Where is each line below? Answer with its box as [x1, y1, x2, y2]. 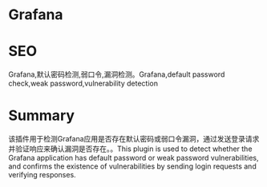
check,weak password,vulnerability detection [8, 78, 159, 89]
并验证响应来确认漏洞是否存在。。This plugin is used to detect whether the [8, 144, 253, 153]
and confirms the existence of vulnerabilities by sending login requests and [8, 161, 257, 171]
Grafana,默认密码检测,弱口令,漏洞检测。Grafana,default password [8, 70, 225, 79]
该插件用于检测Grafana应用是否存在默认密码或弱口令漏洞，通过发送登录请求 [8, 134, 260, 144]
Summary [8, 106, 75, 125]
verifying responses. [8, 170, 76, 180]
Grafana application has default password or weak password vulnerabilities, [8, 153, 259, 163]
